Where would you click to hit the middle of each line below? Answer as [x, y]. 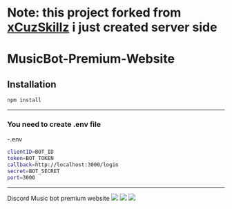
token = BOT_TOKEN [30, 159]
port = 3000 [21, 177]
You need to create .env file [54, 124]
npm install [24, 100]
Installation [32, 84]
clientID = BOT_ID [30, 152]
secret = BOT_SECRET [33, 171]
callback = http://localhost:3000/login [63, 165]
